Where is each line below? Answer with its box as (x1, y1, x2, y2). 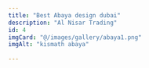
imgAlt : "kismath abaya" (8, 41, 89, 48)
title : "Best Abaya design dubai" (8, 11, 122, 20)
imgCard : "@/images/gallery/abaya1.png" (8, 33, 143, 41)
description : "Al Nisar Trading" (8, 19, 118, 27)
